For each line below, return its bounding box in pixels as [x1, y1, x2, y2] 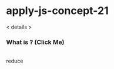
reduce [6, 57, 24, 65]
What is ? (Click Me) [6, 38, 65, 46]
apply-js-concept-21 [6, 4, 109, 18]
